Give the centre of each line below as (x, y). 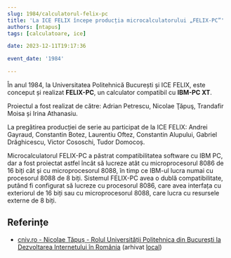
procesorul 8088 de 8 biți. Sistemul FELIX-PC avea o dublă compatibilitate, (115, 178)
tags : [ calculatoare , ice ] (47, 33)
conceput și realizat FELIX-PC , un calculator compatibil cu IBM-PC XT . (110, 92)
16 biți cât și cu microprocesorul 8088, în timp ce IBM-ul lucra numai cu (111, 170)
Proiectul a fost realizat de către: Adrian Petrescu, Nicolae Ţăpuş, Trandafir (115, 106)
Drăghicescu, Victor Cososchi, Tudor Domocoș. (76, 142)
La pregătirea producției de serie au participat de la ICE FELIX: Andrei (108, 127)
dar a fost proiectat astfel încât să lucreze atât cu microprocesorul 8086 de (116, 163)
